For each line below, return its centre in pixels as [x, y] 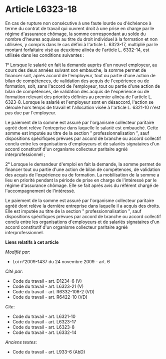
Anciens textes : [21, 342]
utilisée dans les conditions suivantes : [45, 55]
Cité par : [14, 271]
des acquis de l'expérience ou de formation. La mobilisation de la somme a [82, 174]
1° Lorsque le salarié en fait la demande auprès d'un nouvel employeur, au [81, 65]
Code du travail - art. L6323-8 [43, 327]
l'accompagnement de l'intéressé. [40, 191]
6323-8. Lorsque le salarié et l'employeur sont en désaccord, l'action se [79, 102]
